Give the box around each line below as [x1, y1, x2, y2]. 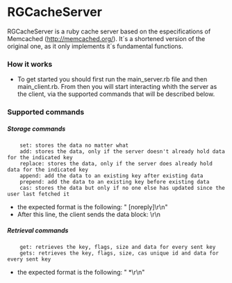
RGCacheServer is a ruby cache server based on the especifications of [7, 27, 211, 35]
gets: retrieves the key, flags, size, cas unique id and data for [19, 250, 219, 257]
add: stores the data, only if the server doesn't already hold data [19, 148, 226, 155]
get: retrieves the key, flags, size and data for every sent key [19, 244, 216, 251]
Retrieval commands [7, 226, 69, 234]
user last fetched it [7, 191, 70, 198]
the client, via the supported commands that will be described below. [17, 90, 215, 98]
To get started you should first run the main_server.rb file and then [17, 75, 208, 83]
